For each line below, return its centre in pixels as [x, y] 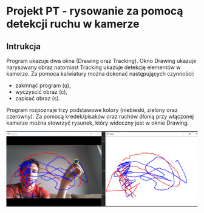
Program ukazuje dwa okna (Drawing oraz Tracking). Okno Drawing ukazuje [101, 61]
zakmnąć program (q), [43, 85]
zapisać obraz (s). [38, 98]
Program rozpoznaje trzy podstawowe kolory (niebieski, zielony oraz [92, 110]
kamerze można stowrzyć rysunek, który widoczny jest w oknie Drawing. [98, 123]
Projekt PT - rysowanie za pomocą [95, 11]
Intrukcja [24, 46]
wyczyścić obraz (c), [41, 92]
